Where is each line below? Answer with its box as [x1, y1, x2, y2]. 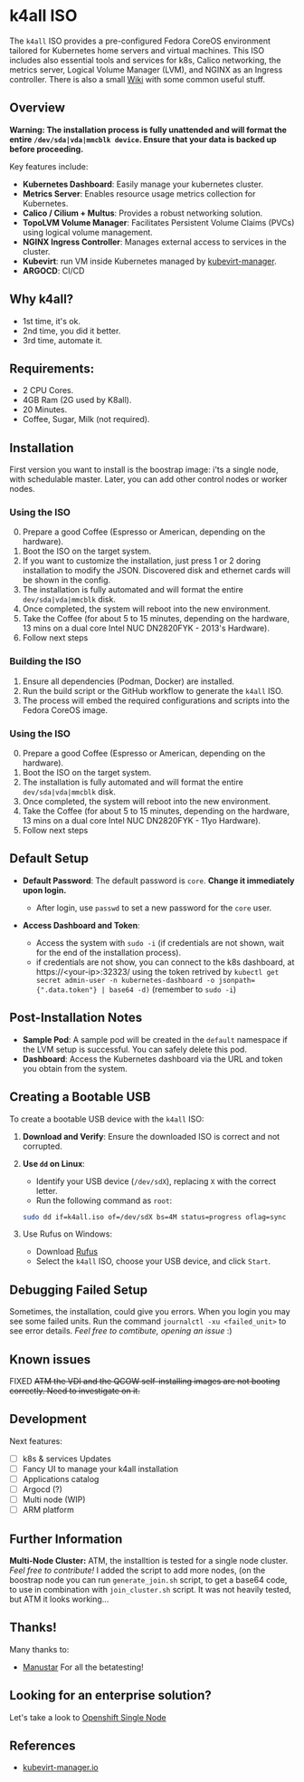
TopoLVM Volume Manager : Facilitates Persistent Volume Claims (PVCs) [22, 217, 295, 227]
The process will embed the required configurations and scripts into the [22, 695, 290, 706]
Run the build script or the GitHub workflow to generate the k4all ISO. [22, 685, 283, 696]
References [9, 1739, 76, 1754]
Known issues [9, 1352, 91, 1367]
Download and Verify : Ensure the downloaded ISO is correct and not [22, 1131, 280, 1141]
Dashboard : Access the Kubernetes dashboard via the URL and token [22, 1053, 283, 1064]
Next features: [9, 1435, 63, 1446]
